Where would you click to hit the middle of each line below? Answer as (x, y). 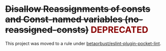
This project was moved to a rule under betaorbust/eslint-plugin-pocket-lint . (83, 43)
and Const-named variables (64, 19)
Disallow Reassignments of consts (78, 9)
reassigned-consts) (47, 30)
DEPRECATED (120, 30)
